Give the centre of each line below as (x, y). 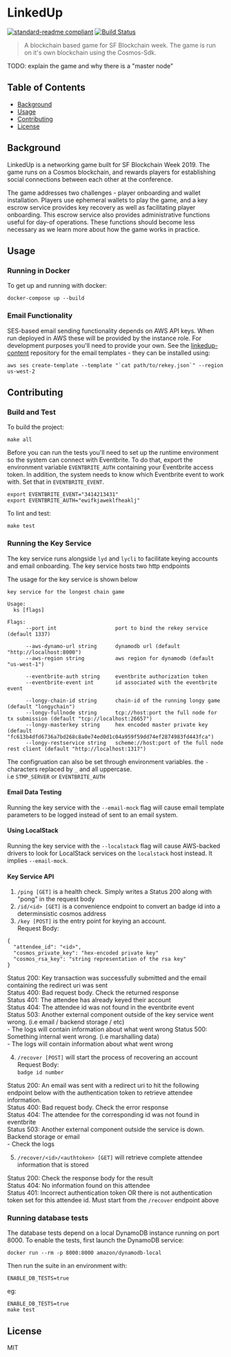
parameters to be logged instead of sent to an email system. (92, 814)
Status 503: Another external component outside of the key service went (110, 1015)
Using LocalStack (33, 830)
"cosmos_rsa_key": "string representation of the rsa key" (100, 959)
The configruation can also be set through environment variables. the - (108, 761)
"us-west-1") (26, 664)
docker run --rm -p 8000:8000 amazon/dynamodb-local (84, 1253)
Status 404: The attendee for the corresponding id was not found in (103, 1115)
